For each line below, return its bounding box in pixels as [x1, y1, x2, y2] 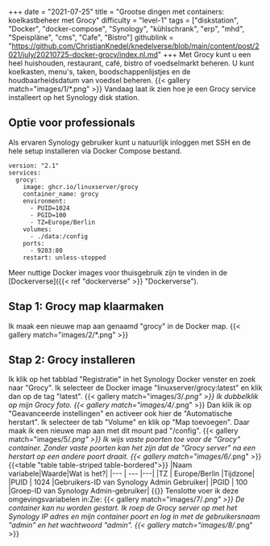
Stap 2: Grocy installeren [8, 353, 135, 367]
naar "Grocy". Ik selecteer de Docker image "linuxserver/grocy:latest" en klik [8, 383, 263, 393]
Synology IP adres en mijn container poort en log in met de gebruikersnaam [8, 512, 260, 522]
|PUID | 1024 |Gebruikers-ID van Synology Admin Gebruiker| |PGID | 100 [8, 477, 248, 487]
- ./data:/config [29, 232, 89, 241]
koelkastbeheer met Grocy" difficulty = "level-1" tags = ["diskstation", [8, 15, 239, 25]
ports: [23, 239, 45, 247]
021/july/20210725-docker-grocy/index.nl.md [8, 50, 159, 59]
